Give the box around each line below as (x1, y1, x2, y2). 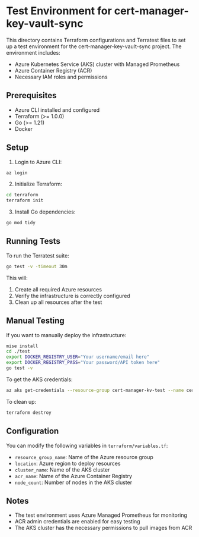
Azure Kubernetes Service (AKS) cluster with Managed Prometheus (14, 61, 180, 68)
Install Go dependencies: (14, 208, 76, 215)
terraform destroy (6, 409, 52, 416)
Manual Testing (6, 316, 65, 326)
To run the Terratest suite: (6, 252, 69, 259)
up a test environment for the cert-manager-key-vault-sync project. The (6, 43, 182, 50)
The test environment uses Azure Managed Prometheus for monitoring (14, 511, 188, 519)
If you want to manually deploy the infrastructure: (6, 331, 127, 338)
